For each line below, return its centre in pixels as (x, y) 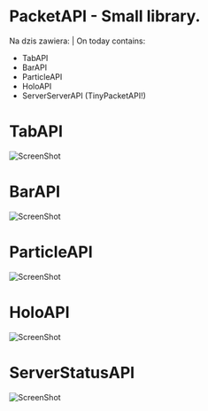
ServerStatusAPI (72, 372)
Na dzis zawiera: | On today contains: (77, 41)
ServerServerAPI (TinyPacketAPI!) (84, 96)
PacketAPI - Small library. (105, 16)
